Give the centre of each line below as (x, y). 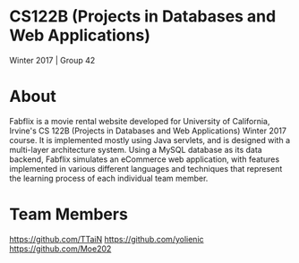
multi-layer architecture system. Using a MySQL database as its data (136, 149)
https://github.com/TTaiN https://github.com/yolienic (107, 239)
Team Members (68, 214)
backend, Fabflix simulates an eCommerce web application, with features (145, 159)
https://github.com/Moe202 (60, 249)
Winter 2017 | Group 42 (52, 60)
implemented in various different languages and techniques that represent (146, 168)
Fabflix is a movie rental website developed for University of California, (140, 121)
